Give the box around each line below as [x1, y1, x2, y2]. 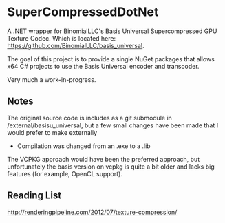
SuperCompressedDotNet [7, 4, 159, 20]
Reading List [7, 190, 62, 202]
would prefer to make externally [7, 128, 98, 136]
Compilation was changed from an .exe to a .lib [17, 142, 151, 150]
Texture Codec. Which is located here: [7, 34, 116, 42]
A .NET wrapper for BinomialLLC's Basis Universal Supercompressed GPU [7, 27, 217, 35]
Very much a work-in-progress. [7, 75, 96, 83]
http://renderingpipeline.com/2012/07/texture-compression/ [7, 208, 178, 216]
